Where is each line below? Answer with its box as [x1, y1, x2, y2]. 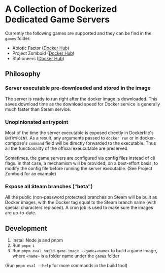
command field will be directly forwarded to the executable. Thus [29, 140, 156, 146]
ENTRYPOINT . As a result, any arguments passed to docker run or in [5, 135, 139, 141]
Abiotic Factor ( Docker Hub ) [12, 45, 70, 51]
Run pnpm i [12, 242, 35, 248]
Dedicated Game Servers [5, 14, 110, 25]
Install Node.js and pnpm [12, 238, 63, 243]
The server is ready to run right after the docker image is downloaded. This [5, 96, 158, 102]
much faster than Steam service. [5, 106, 71, 112]
